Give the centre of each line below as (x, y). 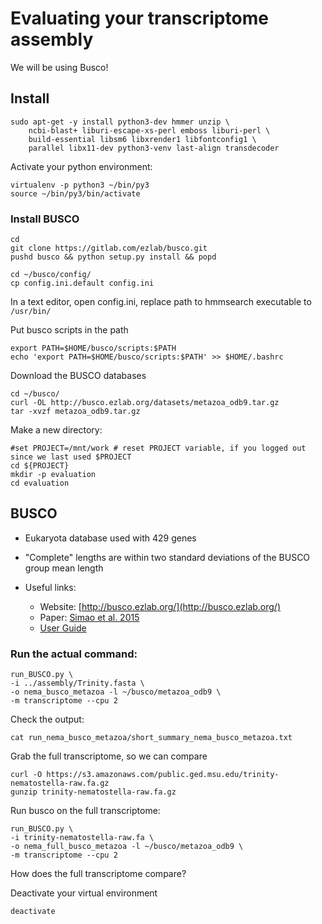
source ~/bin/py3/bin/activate (75, 193)
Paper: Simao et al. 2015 (89, 617)
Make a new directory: (56, 430)
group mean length (64, 568)
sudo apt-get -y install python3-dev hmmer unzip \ (120, 122)
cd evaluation (40, 483)
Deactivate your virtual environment (84, 893)
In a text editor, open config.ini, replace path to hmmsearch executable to (161, 302)
